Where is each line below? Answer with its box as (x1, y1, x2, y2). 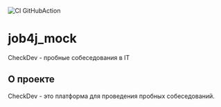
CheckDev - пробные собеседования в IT (8, 53, 130, 61)
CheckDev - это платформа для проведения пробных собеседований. (8, 92, 215, 100)
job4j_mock (8, 31, 77, 46)
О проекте (8, 73, 55, 86)
